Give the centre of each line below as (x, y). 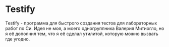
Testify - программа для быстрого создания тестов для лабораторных (81, 23)
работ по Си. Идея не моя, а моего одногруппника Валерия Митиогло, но (85, 28)
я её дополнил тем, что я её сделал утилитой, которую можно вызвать (82, 33)
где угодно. (18, 39)
